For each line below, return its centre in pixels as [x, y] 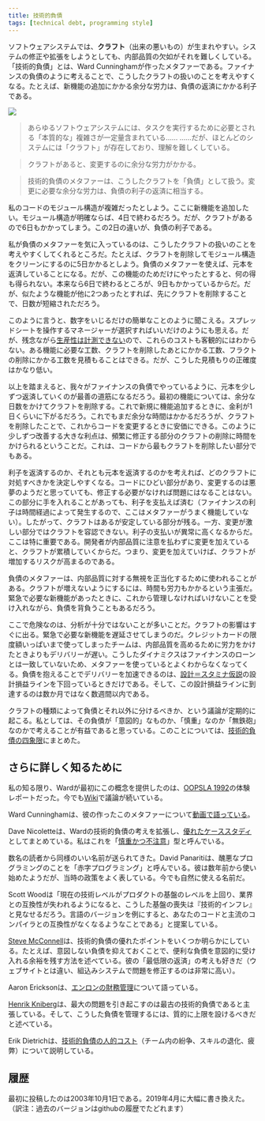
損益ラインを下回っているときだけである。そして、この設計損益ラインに [132, 684]
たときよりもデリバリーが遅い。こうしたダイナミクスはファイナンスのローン [132, 654]
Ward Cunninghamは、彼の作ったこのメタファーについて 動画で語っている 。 [131, 814]
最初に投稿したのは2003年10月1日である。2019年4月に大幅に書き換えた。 [129, 1099]
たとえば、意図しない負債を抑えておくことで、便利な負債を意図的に [132, 951]
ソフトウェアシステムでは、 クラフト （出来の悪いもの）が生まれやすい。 [125, 46]
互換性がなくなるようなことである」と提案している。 [136, 924]
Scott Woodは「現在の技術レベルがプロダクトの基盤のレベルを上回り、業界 [131, 895]
